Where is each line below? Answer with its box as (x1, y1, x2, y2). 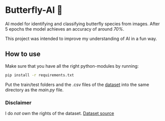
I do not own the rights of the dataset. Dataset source (5, 110, 114, 116)
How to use (5, 50, 41, 58)
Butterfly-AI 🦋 (5, 4, 63, 16)
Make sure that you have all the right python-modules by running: (5, 63, 139, 69)
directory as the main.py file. (5, 86, 64, 93)
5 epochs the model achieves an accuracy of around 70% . (5, 26, 125, 32)
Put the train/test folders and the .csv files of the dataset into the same (5, 81, 150, 87)
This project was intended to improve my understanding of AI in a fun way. (5, 36, 158, 41)
